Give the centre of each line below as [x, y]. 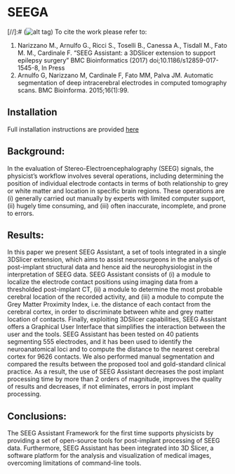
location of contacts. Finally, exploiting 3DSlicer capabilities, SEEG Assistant [117, 319]
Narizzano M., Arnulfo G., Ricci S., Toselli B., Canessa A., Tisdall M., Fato [122, 45]
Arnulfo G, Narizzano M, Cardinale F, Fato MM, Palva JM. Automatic [115, 75]
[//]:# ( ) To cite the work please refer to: [77, 32]
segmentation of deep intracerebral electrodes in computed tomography [122, 82]
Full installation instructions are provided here [73, 129]
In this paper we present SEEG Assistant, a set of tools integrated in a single [117, 252]
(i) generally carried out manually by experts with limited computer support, [116, 198]
